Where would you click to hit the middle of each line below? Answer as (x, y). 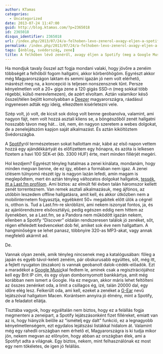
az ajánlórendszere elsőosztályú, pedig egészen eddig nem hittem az (74, 210)
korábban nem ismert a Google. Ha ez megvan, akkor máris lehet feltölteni (79, 280)
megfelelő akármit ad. (27, 236)
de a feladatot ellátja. (26, 301)
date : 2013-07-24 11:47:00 (32, 23)
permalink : (16, 46)
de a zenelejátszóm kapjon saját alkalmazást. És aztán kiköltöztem (71, 129)
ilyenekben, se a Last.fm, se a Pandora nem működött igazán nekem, (74, 215)
